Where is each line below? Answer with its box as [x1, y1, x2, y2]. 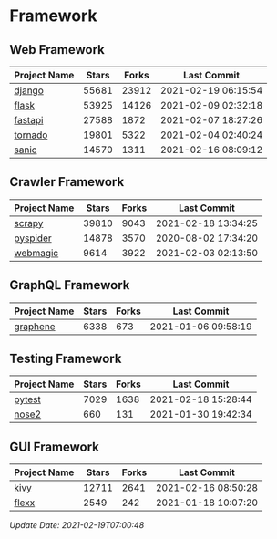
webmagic [14, 246, 59, 259]
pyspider [14, 232, 52, 244]
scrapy [14, 216, 44, 229]
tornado [14, 129, 48, 141]
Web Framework [9, 42, 105, 57]
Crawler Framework [9, 174, 125, 190]
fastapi [14, 114, 44, 126]
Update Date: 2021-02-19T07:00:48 [9, 520, 145, 531]
